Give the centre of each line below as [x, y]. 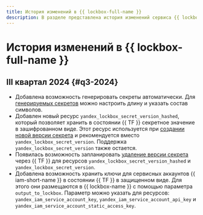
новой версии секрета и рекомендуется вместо [77, 135]
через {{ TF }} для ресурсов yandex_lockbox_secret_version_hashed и [103, 161]
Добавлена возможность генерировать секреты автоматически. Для [105, 96]
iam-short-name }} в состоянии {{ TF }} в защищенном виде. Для [98, 180]
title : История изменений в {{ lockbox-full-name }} [74, 12]
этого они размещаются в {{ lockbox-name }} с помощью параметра [104, 186]
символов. [29, 110]
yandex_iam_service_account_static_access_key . [75, 205]
